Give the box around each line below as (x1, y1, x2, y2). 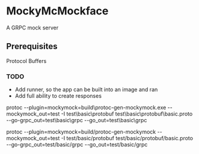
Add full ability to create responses (14, 92, 102, 99)
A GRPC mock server (6, 24, 59, 31)
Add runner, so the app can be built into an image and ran (14, 86, 158, 93)
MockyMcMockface (6, 4, 109, 18)
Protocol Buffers (6, 57, 47, 64)
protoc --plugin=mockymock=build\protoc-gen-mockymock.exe (6, 104, 167, 111)
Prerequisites (6, 41, 58, 52)
